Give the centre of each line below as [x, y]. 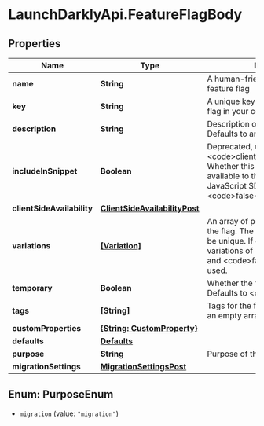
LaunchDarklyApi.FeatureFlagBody [125, 15]
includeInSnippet [45, 171]
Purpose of [227, 354]
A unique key [231, 101]
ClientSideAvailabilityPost [150, 208]
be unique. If [230, 241]
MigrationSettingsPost [143, 367]
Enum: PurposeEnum [61, 395]
